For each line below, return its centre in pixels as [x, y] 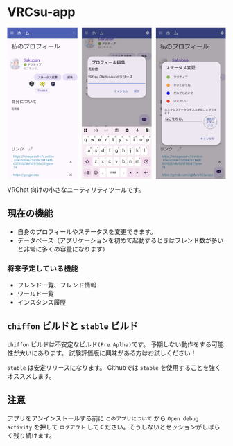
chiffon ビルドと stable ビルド [73, 326]
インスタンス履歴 [42, 303]
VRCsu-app [41, 12]
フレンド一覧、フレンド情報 [57, 285]
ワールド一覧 [35, 294]
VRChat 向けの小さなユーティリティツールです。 [76, 189]
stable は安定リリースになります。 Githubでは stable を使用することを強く [114, 367]
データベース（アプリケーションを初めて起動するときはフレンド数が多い [120, 240]
